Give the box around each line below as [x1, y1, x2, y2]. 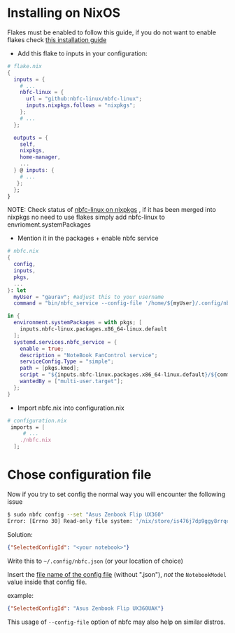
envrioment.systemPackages [7, 220, 91, 229]
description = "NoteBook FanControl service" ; [20, 352, 158, 359]
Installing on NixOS [7, 5, 121, 21]
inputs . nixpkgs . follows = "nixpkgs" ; [25, 102, 136, 109]
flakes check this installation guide [7, 35, 107, 44]
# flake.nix [7, 62, 42, 69]
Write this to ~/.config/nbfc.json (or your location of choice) [7, 557, 184, 565]
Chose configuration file [7, 467, 152, 483]
